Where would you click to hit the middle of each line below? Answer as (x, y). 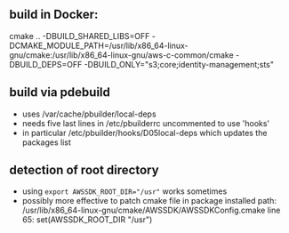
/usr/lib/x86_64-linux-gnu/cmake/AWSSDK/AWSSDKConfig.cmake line (151, 210)
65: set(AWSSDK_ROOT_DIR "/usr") (87, 220)
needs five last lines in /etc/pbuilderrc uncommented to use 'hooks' (146, 123)
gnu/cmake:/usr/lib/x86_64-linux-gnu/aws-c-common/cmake (121, 55)
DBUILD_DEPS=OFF (46, 64)
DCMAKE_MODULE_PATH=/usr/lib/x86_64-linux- (99, 45)
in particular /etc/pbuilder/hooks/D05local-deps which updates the (144, 133)
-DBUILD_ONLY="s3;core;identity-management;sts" (179, 64)
